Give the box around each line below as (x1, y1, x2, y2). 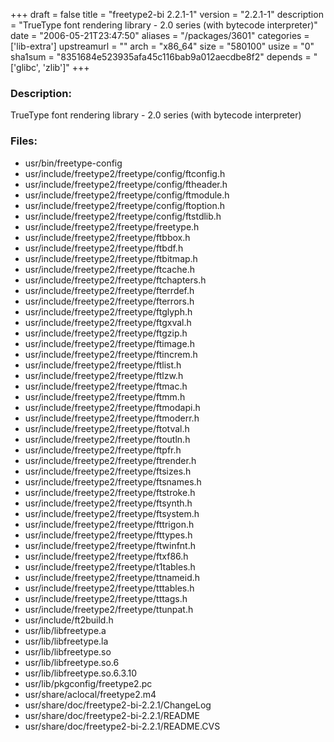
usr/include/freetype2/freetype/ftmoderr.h (24, 412, 200, 424)
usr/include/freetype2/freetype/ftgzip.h (24, 327, 188, 339)
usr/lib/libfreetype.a (24, 624, 107, 636)
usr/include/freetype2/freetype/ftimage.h (24, 337, 195, 349)
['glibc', (10, 62, 41, 73)
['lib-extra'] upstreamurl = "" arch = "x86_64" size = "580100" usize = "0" (10, 40, 315, 52)
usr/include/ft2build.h (24, 614, 114, 626)
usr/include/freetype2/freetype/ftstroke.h (24, 486, 196, 498)
